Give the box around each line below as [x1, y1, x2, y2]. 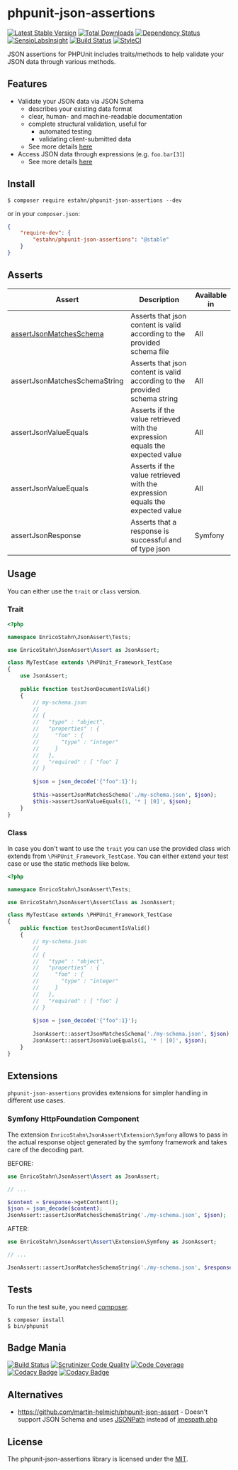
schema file [130, 346, 169, 356]
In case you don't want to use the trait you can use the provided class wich [7, 844, 231, 852]
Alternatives [7, 1388, 64, 1401]
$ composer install [7, 1316, 65, 1324]
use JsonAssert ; [20, 672, 69, 680]
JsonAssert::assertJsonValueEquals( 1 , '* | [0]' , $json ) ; [33, 1037, 208, 1044]
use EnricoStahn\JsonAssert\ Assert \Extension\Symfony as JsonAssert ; [7, 1238, 217, 1245]
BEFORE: [7, 1159, 34, 1167]
